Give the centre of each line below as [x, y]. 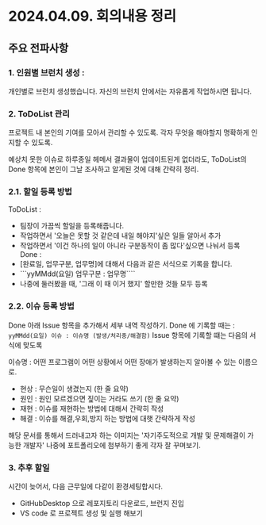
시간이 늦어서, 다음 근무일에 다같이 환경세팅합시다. [86, 487]
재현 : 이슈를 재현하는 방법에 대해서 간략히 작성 [92, 408]
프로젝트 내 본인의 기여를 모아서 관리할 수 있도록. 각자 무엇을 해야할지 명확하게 [129, 132]
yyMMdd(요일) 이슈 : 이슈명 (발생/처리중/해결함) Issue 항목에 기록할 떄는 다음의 [128, 335]
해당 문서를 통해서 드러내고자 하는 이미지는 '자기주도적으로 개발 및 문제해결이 [127, 435]
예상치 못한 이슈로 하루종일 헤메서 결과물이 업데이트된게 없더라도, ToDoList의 [128, 159]
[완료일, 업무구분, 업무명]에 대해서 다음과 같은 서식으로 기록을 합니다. [126, 264]
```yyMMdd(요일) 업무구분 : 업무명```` [77, 274]
